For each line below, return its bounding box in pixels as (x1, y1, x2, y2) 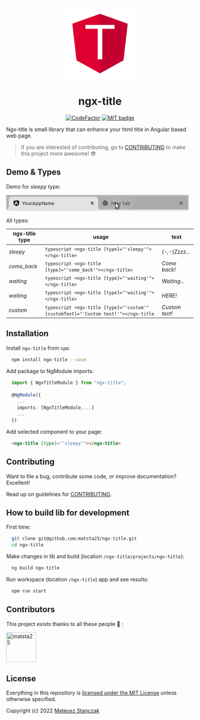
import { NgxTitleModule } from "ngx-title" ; (11, 380, 127, 386)
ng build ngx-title (11, 565, 60, 571)
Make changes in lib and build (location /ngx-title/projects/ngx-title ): (6, 553, 185, 560)
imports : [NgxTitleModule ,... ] (17, 405, 95, 411)
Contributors (6, 605, 55, 615)
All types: (6, 217, 30, 224)
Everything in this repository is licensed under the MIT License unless (6, 689, 177, 697)
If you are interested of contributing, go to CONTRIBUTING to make (20, 143, 186, 151)
